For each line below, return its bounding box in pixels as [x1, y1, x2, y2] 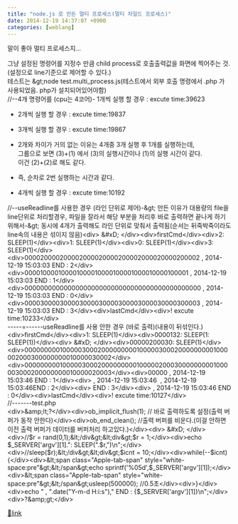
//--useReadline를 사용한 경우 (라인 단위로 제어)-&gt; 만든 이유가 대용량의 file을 [7, 204, 229, 212]
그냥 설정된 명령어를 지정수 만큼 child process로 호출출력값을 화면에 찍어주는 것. [7, 59, 231, 68]
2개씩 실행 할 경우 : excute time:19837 [17, 110, 126, 118]
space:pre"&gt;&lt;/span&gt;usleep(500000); [7, 479, 139, 488]
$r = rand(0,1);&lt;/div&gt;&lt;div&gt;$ [28, 433, 137, 442]
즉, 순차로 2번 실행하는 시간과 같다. [17, 173, 115, 182]
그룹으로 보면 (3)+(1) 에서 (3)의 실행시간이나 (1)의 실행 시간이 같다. [17, 149, 202, 158]
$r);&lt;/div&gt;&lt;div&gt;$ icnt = [47, 448, 141, 457]
